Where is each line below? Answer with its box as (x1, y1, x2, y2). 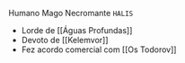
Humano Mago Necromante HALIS (8, 8, 134, 18)
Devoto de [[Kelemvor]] (21, 35, 109, 45)
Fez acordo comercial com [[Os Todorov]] (21, 44, 177, 55)
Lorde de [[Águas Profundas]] (21, 25, 133, 35)
